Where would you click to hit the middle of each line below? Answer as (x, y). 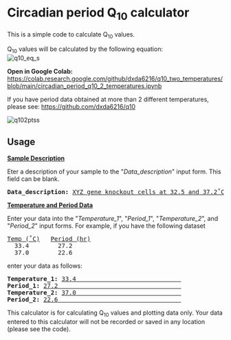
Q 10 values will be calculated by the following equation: (85, 50)
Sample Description (36, 158)
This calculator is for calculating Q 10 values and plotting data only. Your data (115, 313)
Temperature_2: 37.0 (42, 293)
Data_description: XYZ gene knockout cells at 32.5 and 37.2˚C (116, 192)
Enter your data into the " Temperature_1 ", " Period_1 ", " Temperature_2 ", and (113, 218)
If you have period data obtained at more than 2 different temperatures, (108, 99)
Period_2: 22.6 (33, 299)
